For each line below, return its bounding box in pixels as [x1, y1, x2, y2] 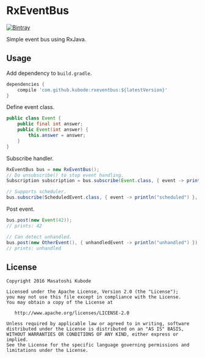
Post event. [6, 205, 35, 212]
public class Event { [6, 115, 62, 122]
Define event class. [6, 104, 55, 111]
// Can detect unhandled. [6, 234, 72, 240]
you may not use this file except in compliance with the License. [6, 294, 182, 300]
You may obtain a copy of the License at [6, 300, 113, 306]
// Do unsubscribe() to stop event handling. [6, 172, 124, 178]
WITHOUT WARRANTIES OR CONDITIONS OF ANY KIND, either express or [6, 331, 179, 338]
